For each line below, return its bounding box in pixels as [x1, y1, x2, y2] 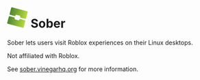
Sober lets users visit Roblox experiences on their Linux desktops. [7, 38, 193, 46]
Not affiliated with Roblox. [7, 51, 80, 59]
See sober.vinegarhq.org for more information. [7, 65, 138, 73]
